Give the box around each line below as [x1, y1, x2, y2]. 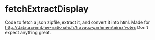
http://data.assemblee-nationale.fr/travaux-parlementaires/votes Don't [5, 24, 149, 30]
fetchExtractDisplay [5, 3, 89, 14]
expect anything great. [5, 29, 51, 35]
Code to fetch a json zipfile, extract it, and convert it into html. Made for [5, 19, 150, 25]
